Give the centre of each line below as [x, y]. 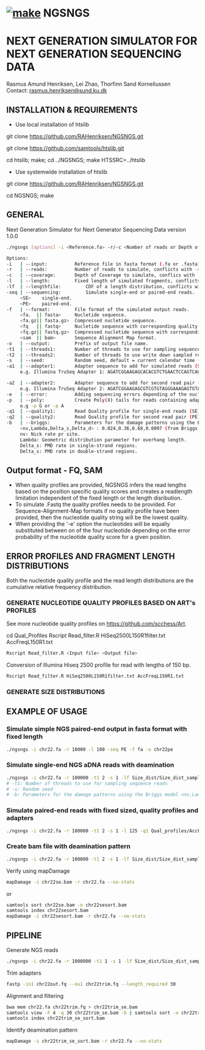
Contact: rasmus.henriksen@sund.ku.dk [57, 91]
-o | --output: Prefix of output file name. [77, 343]
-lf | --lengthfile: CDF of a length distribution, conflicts [99, 287]
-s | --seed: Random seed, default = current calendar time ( [103, 361]
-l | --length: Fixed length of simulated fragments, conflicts [103, 281]
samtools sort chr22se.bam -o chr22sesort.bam [67, 905]
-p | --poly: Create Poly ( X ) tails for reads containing [97, 400]
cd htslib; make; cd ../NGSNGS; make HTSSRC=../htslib [76, 160]
